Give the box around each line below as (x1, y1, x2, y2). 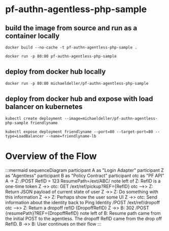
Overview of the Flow (5, 150, 97, 162)
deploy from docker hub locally (5, 67, 106, 76)
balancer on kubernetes (5, 103, 83, 111)
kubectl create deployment (5, 116, 62, 121)
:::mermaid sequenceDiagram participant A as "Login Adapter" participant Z (5, 167, 164, 173)
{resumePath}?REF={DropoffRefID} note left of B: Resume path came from (5, 210, 161, 216)
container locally (5, 31, 60, 40)
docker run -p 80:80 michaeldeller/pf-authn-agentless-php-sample (5, 81, 149, 86)
